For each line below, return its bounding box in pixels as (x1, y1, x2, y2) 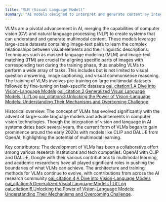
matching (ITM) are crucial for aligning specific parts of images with (5, 57, 143, 63)
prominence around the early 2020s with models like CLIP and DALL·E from (5, 129, 159, 135)
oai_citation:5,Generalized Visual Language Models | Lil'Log (5, 180, 126, 186)
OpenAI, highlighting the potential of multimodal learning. (5, 134, 122, 140)
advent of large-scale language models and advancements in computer (5, 113, 151, 119)
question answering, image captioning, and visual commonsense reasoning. (5, 72, 160, 78)
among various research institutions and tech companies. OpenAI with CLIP (5, 149, 159, 155)
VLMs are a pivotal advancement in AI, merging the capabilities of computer (5, 25, 160, 31)
